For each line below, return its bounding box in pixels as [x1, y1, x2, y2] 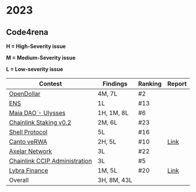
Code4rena [6, 27, 49, 37]
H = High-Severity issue [6, 43, 66, 50]
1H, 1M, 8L [97, 109, 129, 117]
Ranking [138, 80, 162, 87]
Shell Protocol [9, 128, 48, 136]
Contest [39, 80, 62, 87]
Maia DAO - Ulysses [9, 109, 66, 117]
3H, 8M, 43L [97, 176, 132, 184]
